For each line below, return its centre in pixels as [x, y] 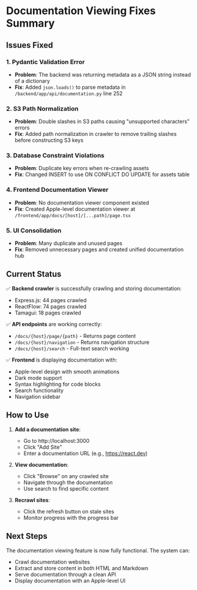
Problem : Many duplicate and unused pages [68, 243]
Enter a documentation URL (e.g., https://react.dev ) [86, 453]
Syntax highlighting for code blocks [58, 384]
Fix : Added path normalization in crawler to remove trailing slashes [96, 134]
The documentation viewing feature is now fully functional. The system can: [98, 550]
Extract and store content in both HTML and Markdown [81, 568]
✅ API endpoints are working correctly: [54, 324]
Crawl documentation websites [52, 562]
